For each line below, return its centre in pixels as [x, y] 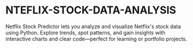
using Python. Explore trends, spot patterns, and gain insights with [86, 32]
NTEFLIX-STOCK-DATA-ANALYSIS [91, 10]
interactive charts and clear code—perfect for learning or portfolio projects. [96, 39]
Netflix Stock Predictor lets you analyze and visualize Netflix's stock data [93, 26]
